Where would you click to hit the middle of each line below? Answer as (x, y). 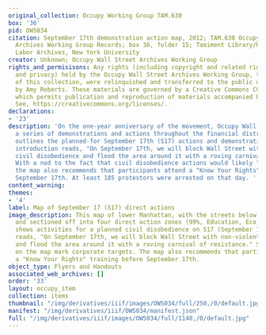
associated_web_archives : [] (56, 274)
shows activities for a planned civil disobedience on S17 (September (134, 230)
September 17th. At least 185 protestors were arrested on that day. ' (136, 178)
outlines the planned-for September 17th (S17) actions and (116, 141)
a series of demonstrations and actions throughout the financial (127, 133)
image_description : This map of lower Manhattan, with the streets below (133, 215)
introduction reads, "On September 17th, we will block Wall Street (131, 148)
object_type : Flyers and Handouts (65, 267)
